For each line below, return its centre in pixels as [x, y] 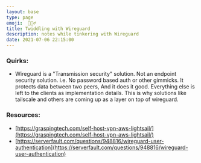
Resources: [23, 115]
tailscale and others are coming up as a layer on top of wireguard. [97, 99]
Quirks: [18, 61]
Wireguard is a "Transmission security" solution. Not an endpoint [96, 74]
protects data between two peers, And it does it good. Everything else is [105, 87]
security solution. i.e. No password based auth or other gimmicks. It [99, 80]
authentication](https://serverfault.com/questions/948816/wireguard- [101, 147]
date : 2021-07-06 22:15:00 [40, 40]
